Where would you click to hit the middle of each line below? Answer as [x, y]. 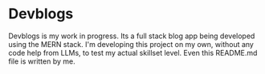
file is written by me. [42, 61]
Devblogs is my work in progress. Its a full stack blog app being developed [132, 36]
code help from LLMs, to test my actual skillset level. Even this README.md [133, 53]
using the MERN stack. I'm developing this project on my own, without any [131, 44]
